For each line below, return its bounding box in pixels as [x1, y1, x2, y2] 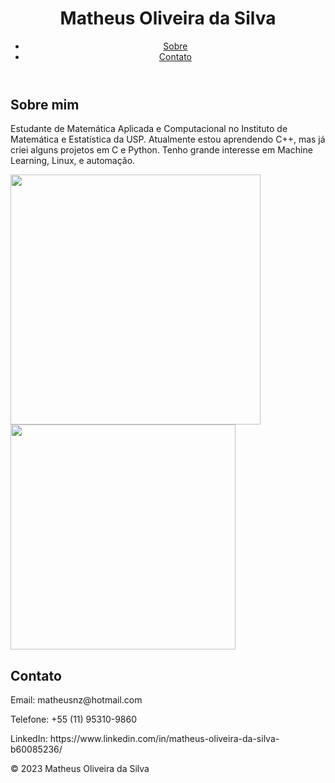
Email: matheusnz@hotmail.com [10, 694, 143, 706]
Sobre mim [10, 96, 80, 113]
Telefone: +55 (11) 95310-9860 [10, 713, 138, 726]
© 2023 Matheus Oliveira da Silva [10, 763, 150, 775]
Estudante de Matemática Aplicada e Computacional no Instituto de [10, 123, 288, 135]
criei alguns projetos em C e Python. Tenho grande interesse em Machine [10, 144, 313, 156]
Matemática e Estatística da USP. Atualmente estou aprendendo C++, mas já [10, 133, 326, 146]
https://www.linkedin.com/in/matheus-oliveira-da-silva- [49, 733, 280, 745]
